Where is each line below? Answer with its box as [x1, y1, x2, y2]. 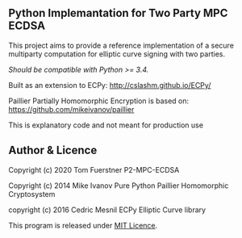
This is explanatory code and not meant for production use [8, 120, 204, 130]
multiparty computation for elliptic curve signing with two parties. [8, 48, 226, 59]
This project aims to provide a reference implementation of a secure [8, 40, 234, 50]
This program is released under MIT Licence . [8, 220, 158, 230]
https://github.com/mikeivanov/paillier [8, 104, 135, 114]
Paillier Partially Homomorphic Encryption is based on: [8, 96, 190, 106]
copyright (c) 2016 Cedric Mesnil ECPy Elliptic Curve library [8, 205, 207, 215]
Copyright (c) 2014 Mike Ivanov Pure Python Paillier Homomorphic [8, 181, 229, 190]
